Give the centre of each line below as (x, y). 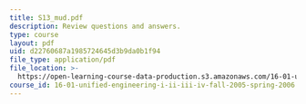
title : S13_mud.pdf (46, 18)
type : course (34, 34)
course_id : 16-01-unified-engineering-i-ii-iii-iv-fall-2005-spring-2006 (153, 85)
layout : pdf (32, 43)
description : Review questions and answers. (95, 26)
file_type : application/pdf (63, 60)
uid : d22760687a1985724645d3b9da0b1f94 (85, 52)
